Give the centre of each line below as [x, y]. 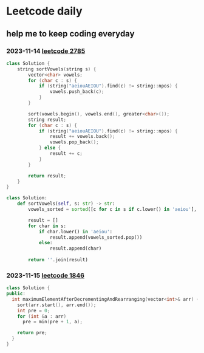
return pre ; [32, 333]
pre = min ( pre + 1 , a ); [53, 322]
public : [16, 294]
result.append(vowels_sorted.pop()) [96, 237]
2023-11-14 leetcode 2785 [46, 51]
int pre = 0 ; [34, 310]
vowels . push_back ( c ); [77, 92]
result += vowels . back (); [82, 137]
